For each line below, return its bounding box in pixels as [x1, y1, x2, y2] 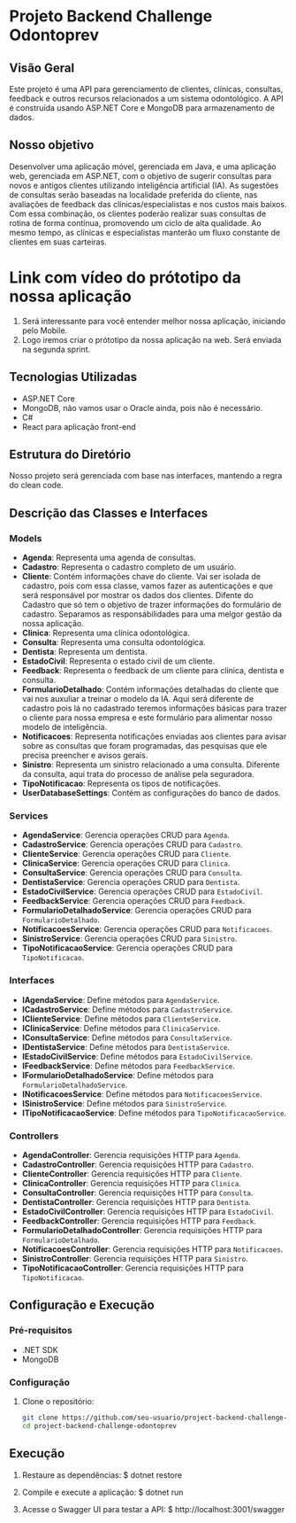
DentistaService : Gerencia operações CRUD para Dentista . [21, 877, 240, 888]
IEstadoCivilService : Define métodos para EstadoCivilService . [21, 1051, 254, 1061]
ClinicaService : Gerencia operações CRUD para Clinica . [21, 858, 231, 869]
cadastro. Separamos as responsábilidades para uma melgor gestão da [21, 609, 283, 619]
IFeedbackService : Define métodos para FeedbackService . [21, 1061, 236, 1071]
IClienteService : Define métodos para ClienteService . [21, 1013, 221, 1024]
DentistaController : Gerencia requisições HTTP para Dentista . [21, 1196, 252, 1207]
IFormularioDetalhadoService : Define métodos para [21, 1069, 214, 1080]
